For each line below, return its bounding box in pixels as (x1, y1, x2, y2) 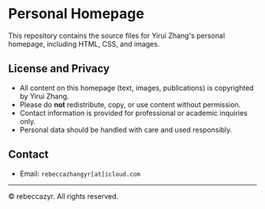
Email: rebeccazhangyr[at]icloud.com (19, 169, 140, 178)
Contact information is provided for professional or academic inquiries (19, 108, 248, 118)
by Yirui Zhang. (19, 91, 69, 101)
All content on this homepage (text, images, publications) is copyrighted (19, 83, 254, 92)
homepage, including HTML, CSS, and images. (8, 39, 160, 48)
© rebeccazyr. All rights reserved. (8, 191, 119, 201)
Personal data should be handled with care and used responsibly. (19, 125, 233, 134)
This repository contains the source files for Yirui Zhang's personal (8, 31, 226, 40)
